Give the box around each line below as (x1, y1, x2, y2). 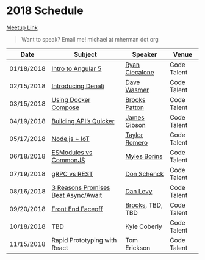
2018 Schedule (6, 4, 84, 18)
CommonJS (51, 156, 85, 164)
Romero (124, 138, 148, 146)
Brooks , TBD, (124, 201, 163, 209)
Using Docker (51, 95, 91, 104)
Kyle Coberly (124, 222, 163, 231)
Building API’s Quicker (51, 117, 115, 125)
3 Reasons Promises (51, 183, 110, 192)
